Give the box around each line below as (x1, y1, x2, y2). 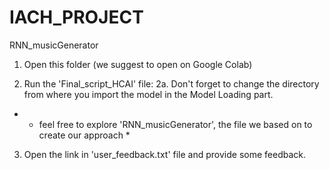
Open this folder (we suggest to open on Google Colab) (23, 58, 253, 70)
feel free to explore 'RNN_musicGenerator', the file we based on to (38, 118, 313, 130)
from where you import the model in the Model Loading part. (23, 88, 274, 100)
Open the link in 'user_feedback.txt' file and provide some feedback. (23, 148, 306, 160)
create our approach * (38, 129, 131, 141)
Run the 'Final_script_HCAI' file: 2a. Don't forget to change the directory (23, 77, 320, 90)
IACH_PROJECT (9, 6, 144, 29)
